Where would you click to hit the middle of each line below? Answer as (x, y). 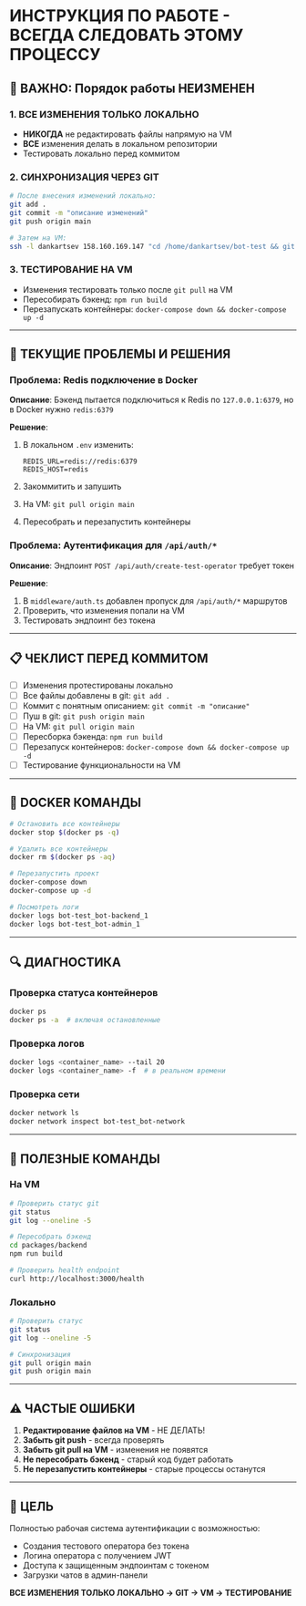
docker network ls (44, 1114)
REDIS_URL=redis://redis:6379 (80, 461)
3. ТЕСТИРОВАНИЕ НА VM (71, 270)
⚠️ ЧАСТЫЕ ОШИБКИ (72, 1409)
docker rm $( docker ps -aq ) (63, 857)
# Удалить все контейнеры (58, 849)
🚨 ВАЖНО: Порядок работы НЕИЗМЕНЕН (132, 88)
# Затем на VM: (38, 238)
